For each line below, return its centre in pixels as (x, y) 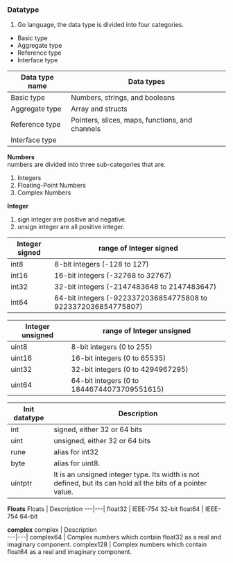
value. (64, 492)
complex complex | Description (52, 530)
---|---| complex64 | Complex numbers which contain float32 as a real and (114, 537)
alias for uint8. (77, 463)
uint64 (21, 385)
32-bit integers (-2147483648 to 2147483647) (136, 287)
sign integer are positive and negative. (72, 220)
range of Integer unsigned (147, 331)
